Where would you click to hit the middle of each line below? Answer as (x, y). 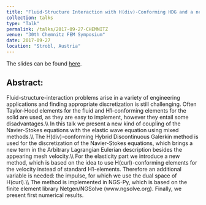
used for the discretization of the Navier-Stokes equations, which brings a (100, 143)
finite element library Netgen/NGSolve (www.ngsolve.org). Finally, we (94, 188)
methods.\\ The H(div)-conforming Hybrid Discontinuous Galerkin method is (102, 136)
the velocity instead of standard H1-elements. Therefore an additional (94, 169)
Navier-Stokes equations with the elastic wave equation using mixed (93, 130)
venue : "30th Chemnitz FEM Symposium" (56, 35)
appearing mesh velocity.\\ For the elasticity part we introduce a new (93, 156)
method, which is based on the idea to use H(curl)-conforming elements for (102, 162)
